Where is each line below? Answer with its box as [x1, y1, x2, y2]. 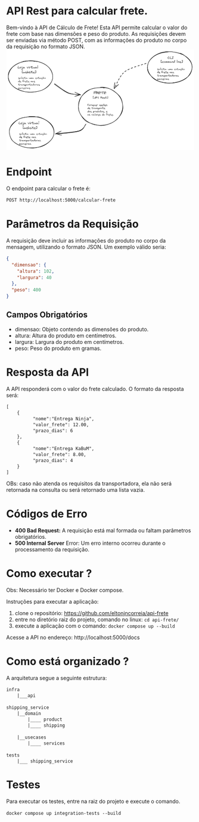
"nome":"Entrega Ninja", [32, 415, 95, 421]
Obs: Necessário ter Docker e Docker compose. [6, 586, 124, 594]
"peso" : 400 [11, 287, 42, 293]
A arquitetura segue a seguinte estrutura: [6, 674, 107, 681]
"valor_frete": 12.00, [32, 421, 89, 427]
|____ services [27, 740, 66, 746]
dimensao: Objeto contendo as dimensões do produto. [14, 325, 149, 333]
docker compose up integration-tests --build [6, 810, 121, 816]
